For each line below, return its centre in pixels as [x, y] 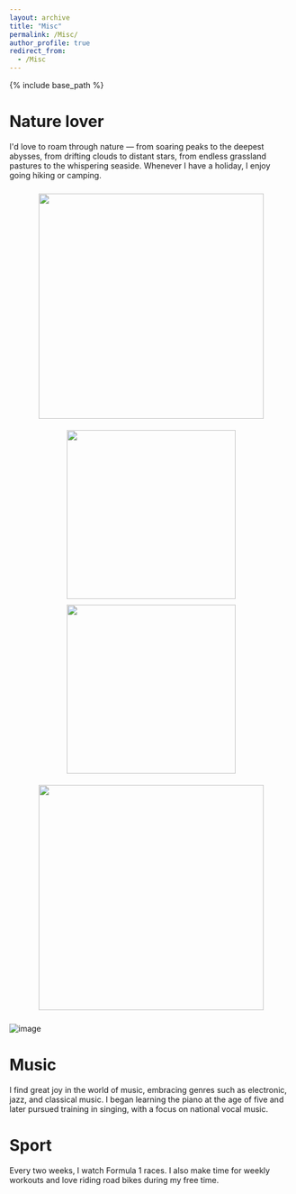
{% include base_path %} [57, 85]
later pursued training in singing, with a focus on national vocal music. [139, 1108]
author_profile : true [50, 43]
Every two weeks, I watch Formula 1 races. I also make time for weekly [140, 1170]
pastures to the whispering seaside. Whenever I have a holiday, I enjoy [140, 165]
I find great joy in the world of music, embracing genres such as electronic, [148, 1089]
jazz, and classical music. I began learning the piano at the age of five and [147, 1099]
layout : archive [40, 18]
